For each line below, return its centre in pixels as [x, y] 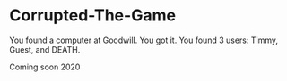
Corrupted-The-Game [93, 16]
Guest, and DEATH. [45, 49]
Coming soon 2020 [45, 67]
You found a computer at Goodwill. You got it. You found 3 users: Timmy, [143, 40]
